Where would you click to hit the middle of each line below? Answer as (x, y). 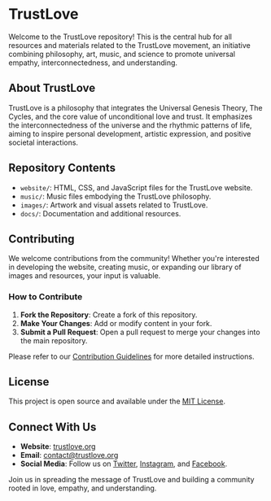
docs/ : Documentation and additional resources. (101, 213)
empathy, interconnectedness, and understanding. (93, 63)
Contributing (42, 239)
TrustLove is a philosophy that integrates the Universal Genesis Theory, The (135, 107)
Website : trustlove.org (58, 447)
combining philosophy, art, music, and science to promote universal (122, 54)
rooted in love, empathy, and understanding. (83, 488)
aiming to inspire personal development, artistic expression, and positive (130, 133)
